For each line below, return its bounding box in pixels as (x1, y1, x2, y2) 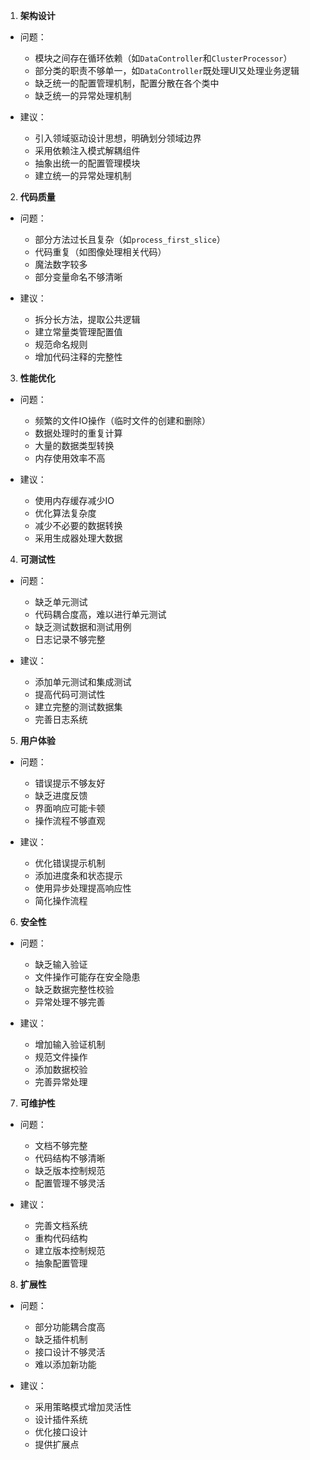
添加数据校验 (34, 1064, 88, 1075)
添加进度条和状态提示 (34, 870, 123, 881)
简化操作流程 (34, 895, 88, 906)
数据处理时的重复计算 (34, 427, 123, 439)
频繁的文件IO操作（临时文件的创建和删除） (34, 415, 212, 426)
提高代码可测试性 (34, 689, 106, 700)
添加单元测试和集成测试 (34, 676, 132, 688)
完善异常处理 (34, 1076, 88, 1088)
